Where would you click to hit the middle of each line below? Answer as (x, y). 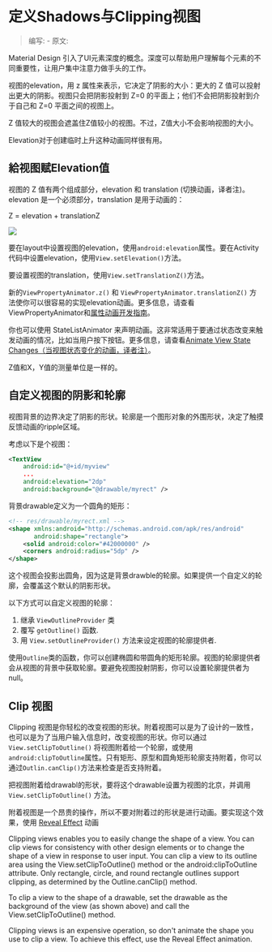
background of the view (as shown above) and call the (99, 906)
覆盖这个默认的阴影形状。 (72, 586)
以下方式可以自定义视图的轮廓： (62, 603)
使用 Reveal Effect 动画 (61, 822)
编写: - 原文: (48, 41)
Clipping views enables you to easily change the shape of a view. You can (132, 838)
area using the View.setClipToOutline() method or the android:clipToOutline (133, 864)
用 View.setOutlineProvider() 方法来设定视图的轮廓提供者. (118, 640)
